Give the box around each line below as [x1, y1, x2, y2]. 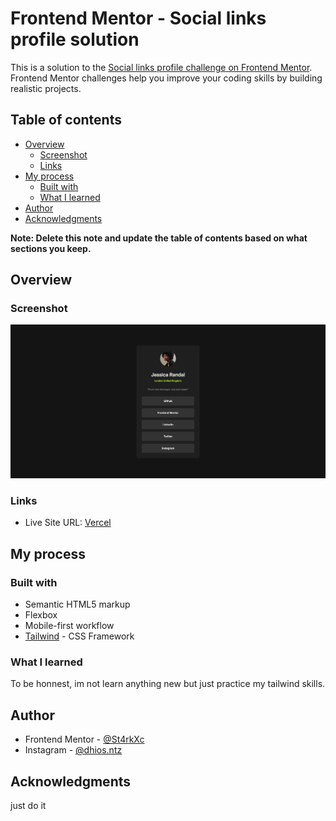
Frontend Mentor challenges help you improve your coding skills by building [10, 72, 323, 84]
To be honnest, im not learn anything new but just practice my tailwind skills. [10, 678, 326, 690]
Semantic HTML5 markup [24, 598, 131, 611]
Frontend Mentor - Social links [10, 7, 267, 30]
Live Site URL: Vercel [24, 517, 112, 529]
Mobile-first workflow [24, 620, 115, 632]
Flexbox [24, 609, 58, 621]
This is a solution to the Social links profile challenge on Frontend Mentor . [10, 61, 313, 73]
